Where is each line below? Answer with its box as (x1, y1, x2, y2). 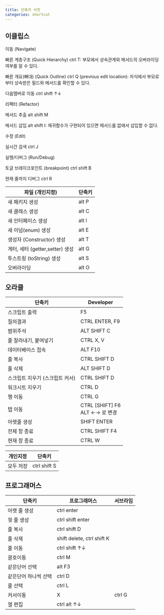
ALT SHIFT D (80, 365, 111, 372)
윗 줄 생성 (7, 516, 29, 523)
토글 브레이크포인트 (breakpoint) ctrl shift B (5, 165, 91, 171)
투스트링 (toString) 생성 (7, 255, 61, 262)
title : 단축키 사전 (5, 7, 40, 13)
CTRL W (80, 437, 100, 444)
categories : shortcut (5, 12, 50, 17)
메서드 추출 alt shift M (5, 112, 48, 118)
